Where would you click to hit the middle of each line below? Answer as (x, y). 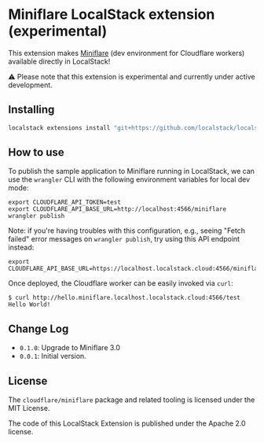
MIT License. (29, 408)
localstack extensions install (59, 127)
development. (30, 85)
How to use (36, 152)
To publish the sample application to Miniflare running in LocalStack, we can (132, 172)
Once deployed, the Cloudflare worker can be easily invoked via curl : (121, 283)
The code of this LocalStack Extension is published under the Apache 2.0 (127, 423)
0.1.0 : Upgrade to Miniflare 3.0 (70, 348)
